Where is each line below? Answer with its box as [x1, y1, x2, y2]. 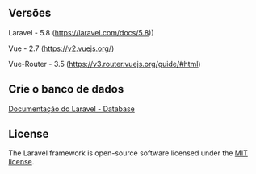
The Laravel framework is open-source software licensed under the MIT [8, 148, 249, 158]
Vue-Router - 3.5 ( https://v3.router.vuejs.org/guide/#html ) [8, 59, 201, 68]
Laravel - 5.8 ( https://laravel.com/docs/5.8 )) [8, 27, 155, 37]
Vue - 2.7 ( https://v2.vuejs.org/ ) [8, 43, 115, 53]
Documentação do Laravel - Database [8, 104, 135, 114]
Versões [8, 6, 52, 20]
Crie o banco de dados [8, 82, 124, 96]
